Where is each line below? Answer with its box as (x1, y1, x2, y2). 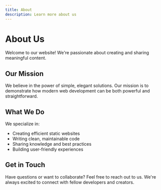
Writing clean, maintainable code (12, 136, 80, 142)
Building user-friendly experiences (12, 146, 83, 152)
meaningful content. (5, 55, 46, 61)
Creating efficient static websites (12, 130, 80, 137)
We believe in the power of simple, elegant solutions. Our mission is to (5, 83, 149, 89)
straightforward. (5, 93, 38, 99)
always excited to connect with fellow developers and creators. (5, 179, 135, 185)
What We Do (5, 107, 45, 116)
